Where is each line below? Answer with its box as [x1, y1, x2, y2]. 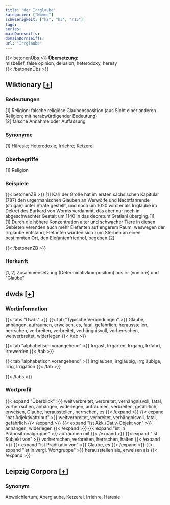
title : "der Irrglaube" [5, 7, 56, 13]
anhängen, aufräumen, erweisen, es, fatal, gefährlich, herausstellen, [5, 322, 149, 328]
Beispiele [5, 180, 29, 187]
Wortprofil [5, 386, 32, 393]
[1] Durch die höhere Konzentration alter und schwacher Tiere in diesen [5, 218, 156, 225]
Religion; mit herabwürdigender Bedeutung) [5, 113, 98, 119]
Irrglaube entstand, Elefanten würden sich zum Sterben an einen [5, 230, 141, 236]
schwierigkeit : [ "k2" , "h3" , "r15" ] [5, 17, 83, 22]
